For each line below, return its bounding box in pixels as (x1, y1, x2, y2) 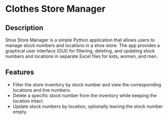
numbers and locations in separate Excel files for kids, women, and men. (5, 53, 158, 59)
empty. (12, 108, 28, 115)
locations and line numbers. (12, 87, 71, 93)
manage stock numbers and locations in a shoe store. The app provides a (5, 42, 160, 49)
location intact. (12, 98, 44, 104)
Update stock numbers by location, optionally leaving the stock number (12, 103, 163, 109)
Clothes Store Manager (5, 3, 106, 15)
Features (5, 68, 34, 77)
